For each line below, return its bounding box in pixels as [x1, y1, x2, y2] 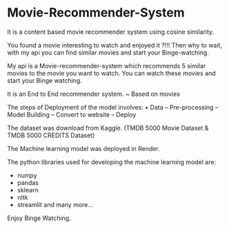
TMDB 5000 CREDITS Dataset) [7, 131, 95, 139]
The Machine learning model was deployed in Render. [7, 144, 160, 152]
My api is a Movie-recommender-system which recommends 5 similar [7, 61, 206, 70]
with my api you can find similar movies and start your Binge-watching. [7, 48, 209, 57]
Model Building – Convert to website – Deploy [7, 110, 137, 119]
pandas [17, 178, 39, 187]
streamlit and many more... [17, 200, 94, 208]
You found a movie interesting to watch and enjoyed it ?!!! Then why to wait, [7, 41, 223, 49]
